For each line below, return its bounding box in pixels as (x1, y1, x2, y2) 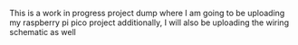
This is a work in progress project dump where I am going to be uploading (9, 8, 285, 18)
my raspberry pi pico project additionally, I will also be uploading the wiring (9, 17, 290, 28)
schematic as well (9, 27, 77, 37)
